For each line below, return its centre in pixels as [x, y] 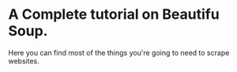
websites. [24, 61]
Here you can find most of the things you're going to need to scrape [119, 52]
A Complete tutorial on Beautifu [114, 14]
